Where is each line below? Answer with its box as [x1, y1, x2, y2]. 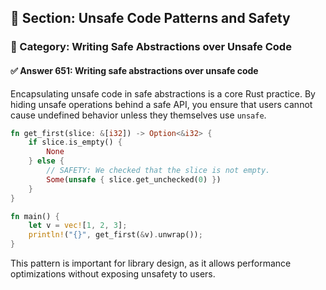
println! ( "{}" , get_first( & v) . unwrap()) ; [28, 230, 203, 240]
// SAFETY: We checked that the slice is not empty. [46, 166, 271, 176]
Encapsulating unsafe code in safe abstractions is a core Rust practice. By [10, 87, 316, 100]
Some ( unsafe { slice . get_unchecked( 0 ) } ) [46, 174, 222, 185]
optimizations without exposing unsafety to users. [10, 268, 216, 280]
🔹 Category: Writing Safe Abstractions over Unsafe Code [10, 40, 292, 54]
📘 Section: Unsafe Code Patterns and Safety [10, 10, 291, 27]
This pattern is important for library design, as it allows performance [10, 257, 292, 270]
